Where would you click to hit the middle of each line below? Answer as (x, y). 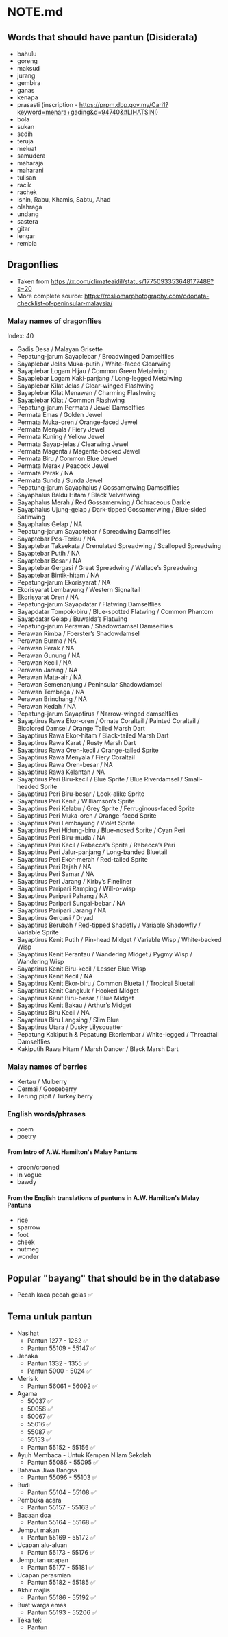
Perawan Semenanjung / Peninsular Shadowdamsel (90, 685)
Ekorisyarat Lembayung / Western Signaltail (79, 590)
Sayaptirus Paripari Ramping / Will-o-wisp (76, 888)
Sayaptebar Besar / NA (49, 561)
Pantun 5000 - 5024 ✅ (60, 1371)
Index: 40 (21, 336)
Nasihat (28, 1333)
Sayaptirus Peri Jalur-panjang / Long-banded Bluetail (92, 852)
